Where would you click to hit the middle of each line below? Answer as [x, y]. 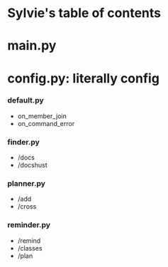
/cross [27, 206]
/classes [30, 248]
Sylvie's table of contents [84, 13]
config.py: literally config [83, 78]
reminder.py [29, 225]
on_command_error [46, 123]
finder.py [24, 142]
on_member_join [42, 116]
